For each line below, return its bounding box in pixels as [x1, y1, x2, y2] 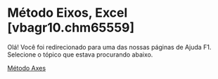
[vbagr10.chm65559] [7, 20, 135, 36]
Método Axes [7, 64, 46, 72]
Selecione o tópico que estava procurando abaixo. [7, 50, 153, 59]
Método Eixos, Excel [7, 5, 128, 21]
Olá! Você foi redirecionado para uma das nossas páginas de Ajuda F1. [7, 43, 212, 51]
